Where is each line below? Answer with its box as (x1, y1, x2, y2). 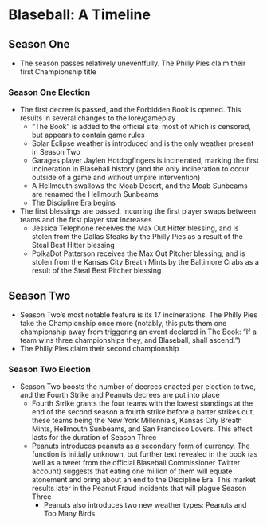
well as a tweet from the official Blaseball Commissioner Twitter (31, 458, 241, 468)
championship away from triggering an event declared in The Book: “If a (19, 327, 257, 336)
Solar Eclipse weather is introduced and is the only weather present (31, 139, 254, 148)
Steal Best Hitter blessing (31, 241, 116, 250)
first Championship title (19, 67, 97, 77)
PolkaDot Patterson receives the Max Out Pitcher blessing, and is (31, 249, 245, 258)
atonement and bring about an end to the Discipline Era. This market (31, 475, 257, 485)
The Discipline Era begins (31, 198, 116, 208)
